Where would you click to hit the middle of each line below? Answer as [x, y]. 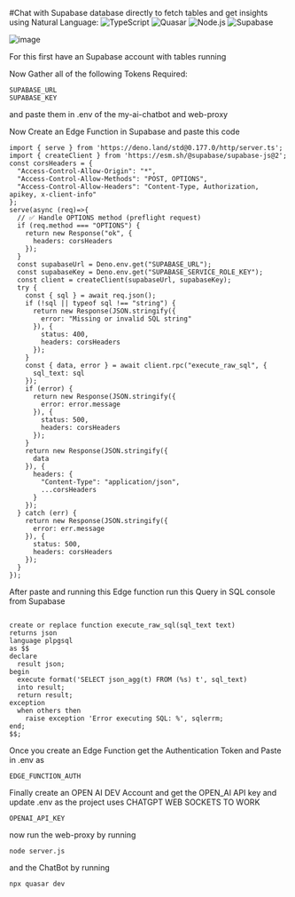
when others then [49, 710]
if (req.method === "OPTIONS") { [79, 226]
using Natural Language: [54, 22]
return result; [45, 695]
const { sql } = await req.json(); [91, 296]
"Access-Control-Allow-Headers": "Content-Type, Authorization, [138, 187]
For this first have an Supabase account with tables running [118, 56]
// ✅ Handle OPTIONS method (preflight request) [109, 218]
